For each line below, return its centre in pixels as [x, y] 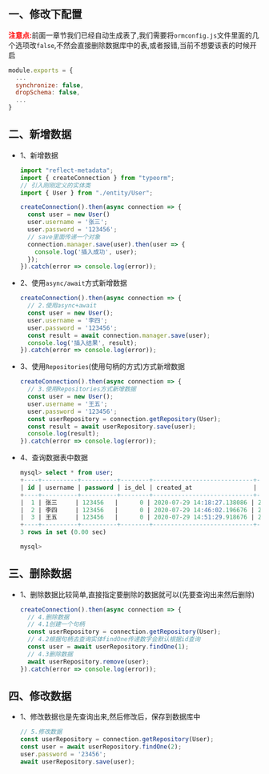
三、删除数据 [40, 573]
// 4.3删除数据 [50, 654]
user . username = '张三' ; [68, 223]
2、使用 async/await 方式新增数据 [74, 283]
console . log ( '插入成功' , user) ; [86, 252]
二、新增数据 [40, 134]
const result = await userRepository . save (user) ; [112, 427]
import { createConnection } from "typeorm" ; [97, 178]
